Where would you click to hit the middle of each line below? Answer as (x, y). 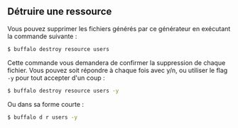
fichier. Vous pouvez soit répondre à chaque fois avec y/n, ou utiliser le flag (118, 70)
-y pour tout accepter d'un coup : (56, 78)
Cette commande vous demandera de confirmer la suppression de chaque (117, 62)
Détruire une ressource (60, 12)
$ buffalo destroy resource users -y (63, 91)
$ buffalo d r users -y (43, 117)
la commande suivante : (42, 36)
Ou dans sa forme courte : (45, 104)
